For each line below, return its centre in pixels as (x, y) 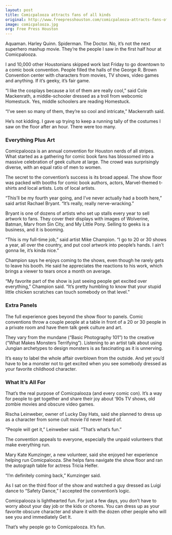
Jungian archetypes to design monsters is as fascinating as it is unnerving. (84, 348)
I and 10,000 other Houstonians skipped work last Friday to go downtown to (85, 64)
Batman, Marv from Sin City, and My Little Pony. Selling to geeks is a (77, 224)
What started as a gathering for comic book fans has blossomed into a (79, 157)
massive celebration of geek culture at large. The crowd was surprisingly (82, 162)
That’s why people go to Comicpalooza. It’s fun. (56, 527)
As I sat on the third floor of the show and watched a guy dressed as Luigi (83, 485)
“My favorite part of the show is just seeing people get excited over (76, 281)
